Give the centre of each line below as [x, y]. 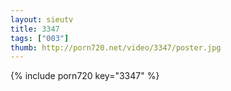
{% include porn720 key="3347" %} [85, 76]
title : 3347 [35, 29]
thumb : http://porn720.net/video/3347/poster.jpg [116, 47]
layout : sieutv [42, 19]
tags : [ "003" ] [40, 38]
